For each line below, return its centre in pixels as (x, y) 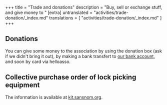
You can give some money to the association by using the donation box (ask (84, 51)
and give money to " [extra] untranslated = (49, 12)
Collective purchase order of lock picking (71, 77)
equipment (22, 85)
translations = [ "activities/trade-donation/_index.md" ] (105, 18)
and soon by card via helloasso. (38, 61)
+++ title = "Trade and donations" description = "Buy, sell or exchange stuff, (84, 7)
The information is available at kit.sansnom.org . (54, 97)
